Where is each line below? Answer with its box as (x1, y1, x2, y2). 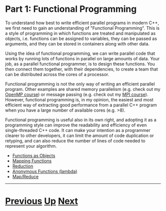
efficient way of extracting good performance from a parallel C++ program (5, 102, 157, 108)
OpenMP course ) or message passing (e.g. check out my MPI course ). (5, 91, 149, 97)
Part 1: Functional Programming (5, 3, 137, 15)
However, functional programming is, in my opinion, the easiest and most (5, 96, 154, 102)
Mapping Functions (12, 158, 52, 164)
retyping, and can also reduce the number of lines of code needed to (5, 137, 146, 144)
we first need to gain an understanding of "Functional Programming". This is (5, 25, 160, 31)
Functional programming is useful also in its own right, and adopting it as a (5, 117, 157, 123)
